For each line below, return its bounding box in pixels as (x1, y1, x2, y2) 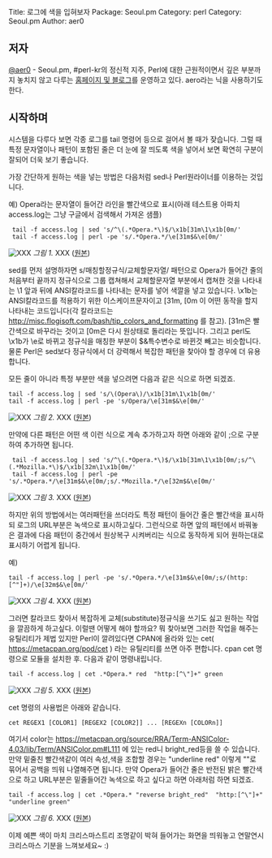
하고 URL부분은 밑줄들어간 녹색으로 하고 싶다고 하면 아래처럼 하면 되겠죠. (23, 774, 254, 784)
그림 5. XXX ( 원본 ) (32, 685, 92, 695)
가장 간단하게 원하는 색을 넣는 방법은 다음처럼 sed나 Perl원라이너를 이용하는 (8, 171, 248, 181)
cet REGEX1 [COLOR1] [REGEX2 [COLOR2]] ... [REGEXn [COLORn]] (8, 718, 223, 726)
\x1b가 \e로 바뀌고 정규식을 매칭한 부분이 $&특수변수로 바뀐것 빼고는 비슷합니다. (8, 336, 261, 346)
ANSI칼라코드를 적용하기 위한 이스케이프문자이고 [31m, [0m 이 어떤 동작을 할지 (8, 295, 258, 305)
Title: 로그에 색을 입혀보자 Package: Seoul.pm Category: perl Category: (8, 7, 242, 16)
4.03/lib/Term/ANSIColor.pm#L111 (8, 744, 120, 753)
